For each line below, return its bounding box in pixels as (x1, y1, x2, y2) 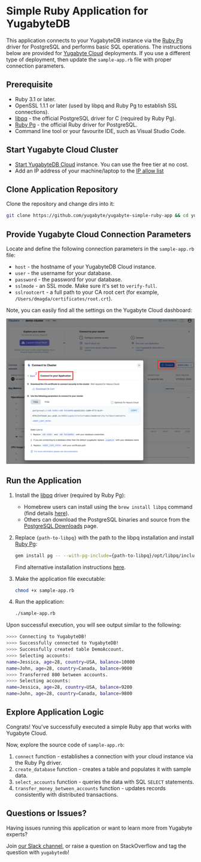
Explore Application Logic (6, 707, 104, 718)
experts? (6, 830, 28, 837)
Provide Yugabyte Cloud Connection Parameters (6, 229, 191, 239)
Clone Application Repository (6, 184, 118, 194)
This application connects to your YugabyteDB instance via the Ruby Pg (6, 37, 184, 44)
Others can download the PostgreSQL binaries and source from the (23, 516, 190, 523)
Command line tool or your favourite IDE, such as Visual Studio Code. (14, 127, 186, 134)
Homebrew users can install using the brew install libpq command (23, 503, 193, 510)
